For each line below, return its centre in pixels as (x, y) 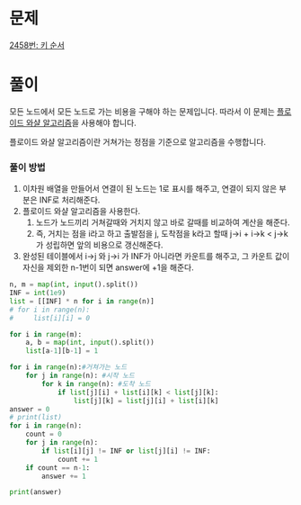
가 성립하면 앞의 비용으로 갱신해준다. (99, 245)
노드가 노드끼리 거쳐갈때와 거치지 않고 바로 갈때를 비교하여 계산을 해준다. (163, 222)
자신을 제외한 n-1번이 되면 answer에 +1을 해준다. (108, 267)
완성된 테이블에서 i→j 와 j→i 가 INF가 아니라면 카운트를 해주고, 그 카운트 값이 (156, 257)
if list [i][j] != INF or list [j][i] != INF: (126, 451)
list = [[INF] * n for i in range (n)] (82, 301)
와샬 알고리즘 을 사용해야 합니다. (81, 122)
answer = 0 (30, 409)
